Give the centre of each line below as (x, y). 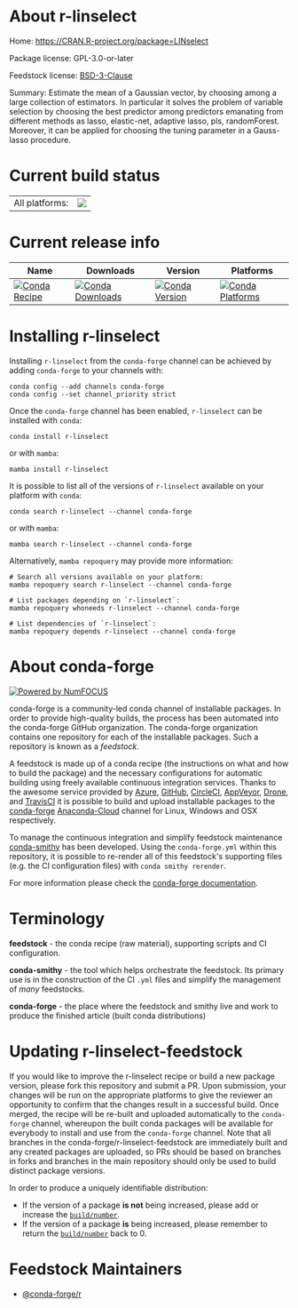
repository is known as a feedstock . (74, 746)
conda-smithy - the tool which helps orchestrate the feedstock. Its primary (147, 969)
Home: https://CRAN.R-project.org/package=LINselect (109, 41)
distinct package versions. (57, 1170)
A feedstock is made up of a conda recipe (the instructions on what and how (149, 763)
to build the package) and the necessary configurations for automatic (136, 773)
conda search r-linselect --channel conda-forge (101, 511)
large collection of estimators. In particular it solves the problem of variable (146, 102)
